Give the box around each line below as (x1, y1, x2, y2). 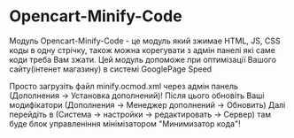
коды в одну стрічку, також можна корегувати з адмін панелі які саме (9, 44, 276, 55)
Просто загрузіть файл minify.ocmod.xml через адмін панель (9, 80, 239, 91)
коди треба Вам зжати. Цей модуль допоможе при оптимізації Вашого (9, 54, 277, 65)
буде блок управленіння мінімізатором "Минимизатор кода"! (9, 118, 241, 129)
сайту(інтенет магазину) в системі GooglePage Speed (9, 64, 213, 74)
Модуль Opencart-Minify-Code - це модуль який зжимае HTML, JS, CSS (9, 35, 281, 46)
